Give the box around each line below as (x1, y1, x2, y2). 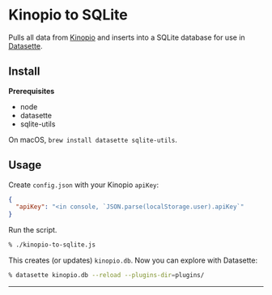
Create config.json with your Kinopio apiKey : (8, 180, 159, 190)
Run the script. (8, 225, 57, 235)
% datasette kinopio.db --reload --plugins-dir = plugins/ (8, 271, 205, 280)
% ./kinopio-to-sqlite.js (8, 241, 96, 249)
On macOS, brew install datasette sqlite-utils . (8, 135, 178, 144)
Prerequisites (8, 86, 55, 96)
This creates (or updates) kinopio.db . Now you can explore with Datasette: (8, 255, 257, 265)
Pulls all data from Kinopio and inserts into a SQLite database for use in (8, 32, 245, 42)
